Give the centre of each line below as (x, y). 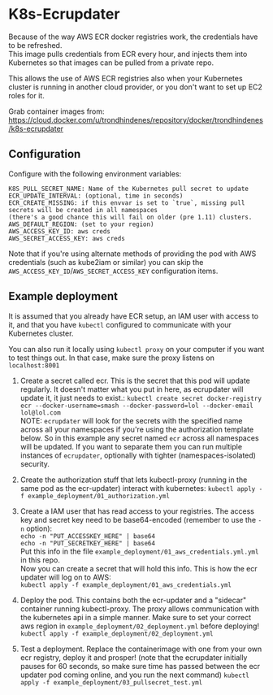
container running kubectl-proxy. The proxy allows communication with (140, 608)
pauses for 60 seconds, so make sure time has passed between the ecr (140, 666)
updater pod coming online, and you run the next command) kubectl (134, 675)
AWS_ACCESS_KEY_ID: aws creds (60, 231)
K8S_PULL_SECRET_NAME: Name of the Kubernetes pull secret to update (129, 189)
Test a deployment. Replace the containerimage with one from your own (141, 649)
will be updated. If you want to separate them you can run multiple (131, 446)
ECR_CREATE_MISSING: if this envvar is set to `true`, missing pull (127, 203)
